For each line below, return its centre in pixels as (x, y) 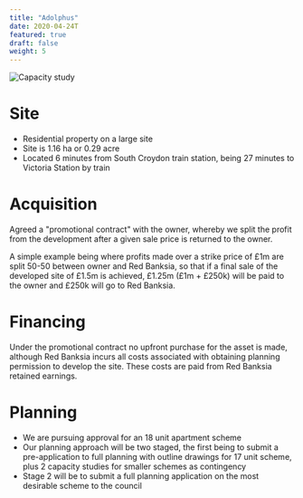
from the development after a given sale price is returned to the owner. (141, 239)
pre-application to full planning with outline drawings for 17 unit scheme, (157, 456)
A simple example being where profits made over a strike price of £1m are (147, 256)
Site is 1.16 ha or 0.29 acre (71, 148)
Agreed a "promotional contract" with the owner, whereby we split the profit (151, 229)
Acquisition (53, 204)
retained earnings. (43, 376)
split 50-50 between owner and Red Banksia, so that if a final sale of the (144, 266)
